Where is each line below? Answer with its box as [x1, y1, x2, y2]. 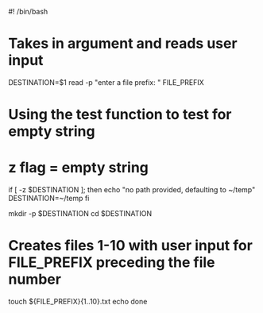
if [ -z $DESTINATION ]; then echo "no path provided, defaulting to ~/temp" [8, 185, 256, 195]
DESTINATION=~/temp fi [8, 194, 90, 203]
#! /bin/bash [8, 7, 48, 16]
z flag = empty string [8, 159, 149, 177]
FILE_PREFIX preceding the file [8, 253, 216, 272]
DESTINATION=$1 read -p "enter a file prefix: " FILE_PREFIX [8, 77, 204, 87]
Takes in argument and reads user [8, 35, 238, 52]
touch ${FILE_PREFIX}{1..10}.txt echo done [8, 297, 148, 306]
